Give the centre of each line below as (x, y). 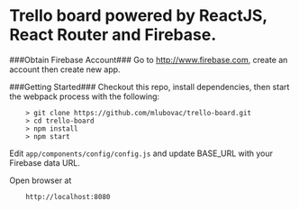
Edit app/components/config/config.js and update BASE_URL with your (141, 153)
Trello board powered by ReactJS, (138, 16)
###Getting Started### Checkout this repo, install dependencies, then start (149, 87)
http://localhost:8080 (68, 196)
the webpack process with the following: (85, 96)
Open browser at (41, 180)
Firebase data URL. (45, 162)
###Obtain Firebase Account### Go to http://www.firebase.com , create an (149, 59)
